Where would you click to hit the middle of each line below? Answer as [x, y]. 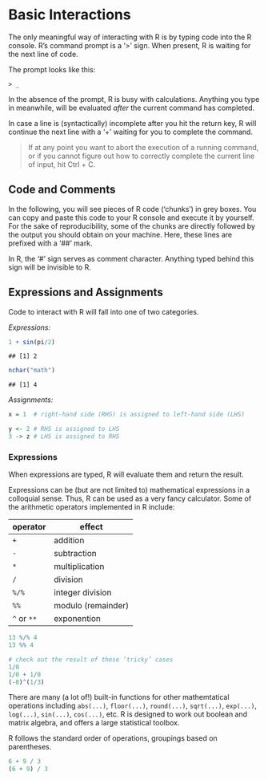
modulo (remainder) [92, 606]
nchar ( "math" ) [32, 371]
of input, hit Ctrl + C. [62, 164]
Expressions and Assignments [86, 292]
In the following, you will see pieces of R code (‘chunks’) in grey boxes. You [132, 209]
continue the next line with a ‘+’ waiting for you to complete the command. [131, 132]
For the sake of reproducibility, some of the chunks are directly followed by [132, 225]
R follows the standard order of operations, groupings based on [113, 738]
